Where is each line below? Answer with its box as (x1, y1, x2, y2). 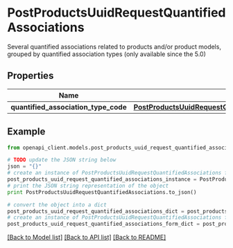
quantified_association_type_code (10, 102, 127, 112)
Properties (7, 70, 54, 82)
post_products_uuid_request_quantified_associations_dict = (7, 208, 185, 215)
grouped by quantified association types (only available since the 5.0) (7, 50, 207, 58)
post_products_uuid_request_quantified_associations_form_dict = (7, 220, 200, 228)
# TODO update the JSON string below (7, 157, 116, 163)
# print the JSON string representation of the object (7, 182, 169, 189)
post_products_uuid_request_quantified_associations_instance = (7, 176, 197, 183)
